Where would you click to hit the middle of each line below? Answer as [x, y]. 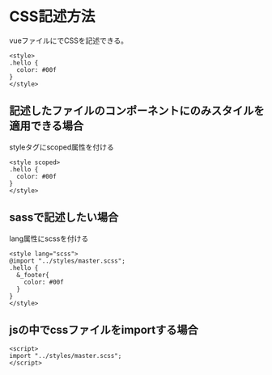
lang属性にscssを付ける [49, 238]
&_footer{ [33, 275]
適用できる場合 [47, 126]
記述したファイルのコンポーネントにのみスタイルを [137, 111]
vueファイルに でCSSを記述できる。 [69, 40]
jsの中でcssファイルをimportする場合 [104, 329]
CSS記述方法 [52, 17]
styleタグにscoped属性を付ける [62, 147]
